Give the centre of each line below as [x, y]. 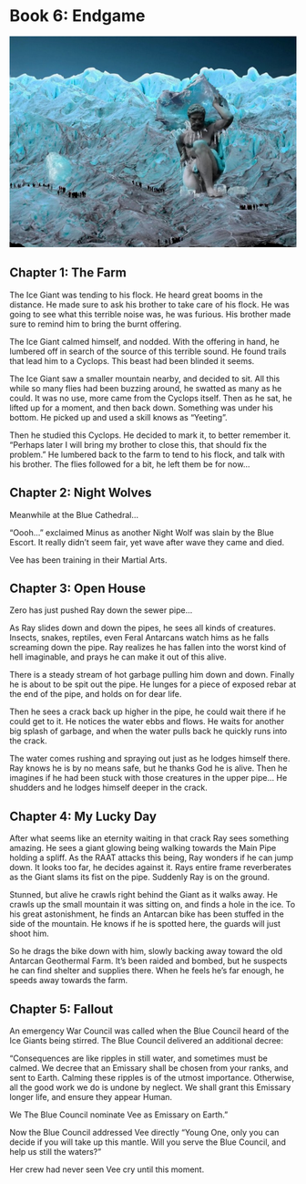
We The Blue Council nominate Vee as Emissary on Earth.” [119, 1115]
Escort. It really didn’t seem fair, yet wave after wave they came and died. [147, 542]
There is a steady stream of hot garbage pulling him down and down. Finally [152, 675]
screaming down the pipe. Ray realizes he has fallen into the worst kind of [148, 648]
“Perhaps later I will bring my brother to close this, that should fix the [138, 444]
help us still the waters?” [56, 1152]
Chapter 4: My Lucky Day [83, 816]
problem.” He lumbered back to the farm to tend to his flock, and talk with [147, 454]
